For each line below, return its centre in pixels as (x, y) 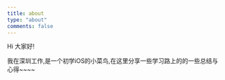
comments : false (30, 26)
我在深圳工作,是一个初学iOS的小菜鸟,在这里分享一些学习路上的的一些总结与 (113, 61)
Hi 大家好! (21, 46)
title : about (26, 13)
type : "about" (27, 20)
